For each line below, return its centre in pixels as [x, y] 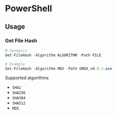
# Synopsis [16, 50]
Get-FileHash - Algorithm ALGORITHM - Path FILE [53, 55]
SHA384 [19, 98]
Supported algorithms [27, 78]
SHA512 [19, 103]
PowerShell [29, 9]
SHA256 [19, 93]
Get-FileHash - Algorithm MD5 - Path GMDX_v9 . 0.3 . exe [58, 69]
